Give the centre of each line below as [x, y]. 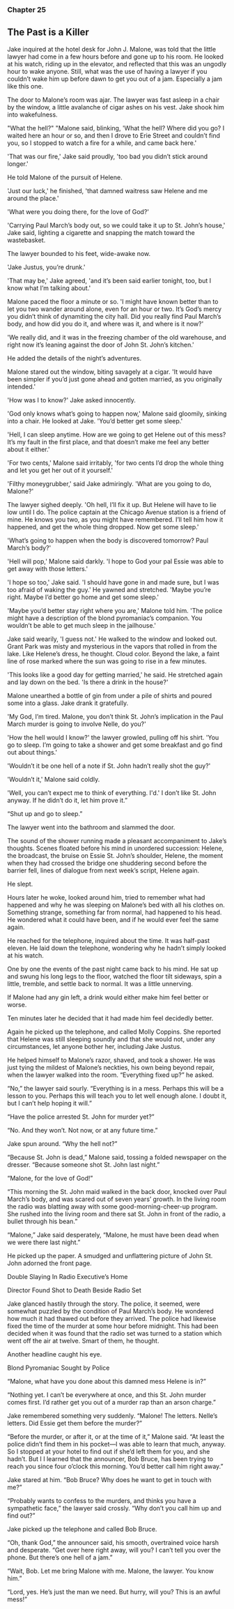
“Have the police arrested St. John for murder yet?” [81, 1117]
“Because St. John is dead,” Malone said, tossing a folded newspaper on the [117, 1157]
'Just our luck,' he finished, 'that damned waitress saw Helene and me [107, 190]
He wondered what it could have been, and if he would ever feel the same [113, 919]
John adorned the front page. [49, 1263]
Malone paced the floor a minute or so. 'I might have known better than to [113, 301]
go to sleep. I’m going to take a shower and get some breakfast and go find [115, 745]
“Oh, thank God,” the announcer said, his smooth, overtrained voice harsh [113, 1542]
